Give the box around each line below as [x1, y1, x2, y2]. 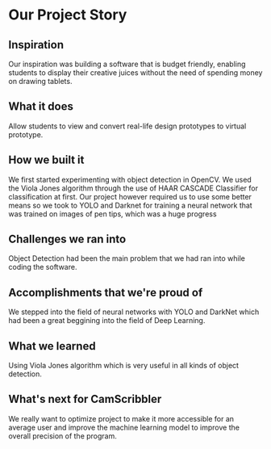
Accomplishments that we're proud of [8, 285, 203, 300]
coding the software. [8, 262, 77, 272]
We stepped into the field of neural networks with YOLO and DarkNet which [8, 307, 260, 317]
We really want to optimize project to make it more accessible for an [8, 413, 235, 423]
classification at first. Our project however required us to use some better [8, 191, 252, 201]
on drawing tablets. [8, 77, 73, 86]
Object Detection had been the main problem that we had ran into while [8, 254, 246, 263]
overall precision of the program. [8, 430, 117, 441]
